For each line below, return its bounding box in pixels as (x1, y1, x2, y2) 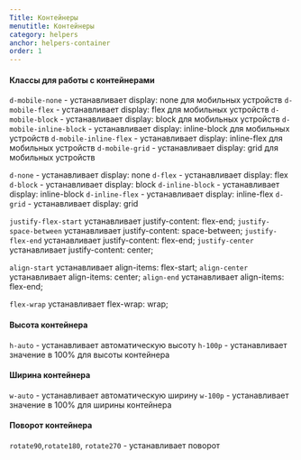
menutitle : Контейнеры (9, 22, 95, 31)
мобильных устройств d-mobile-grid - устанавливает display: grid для (9, 143, 279, 153)
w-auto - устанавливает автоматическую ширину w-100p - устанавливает (9, 390, 290, 400)
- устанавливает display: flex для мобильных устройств (55, 105, 269, 115)
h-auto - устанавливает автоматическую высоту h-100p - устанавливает (9, 339, 287, 350)
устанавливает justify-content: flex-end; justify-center (43, 235, 254, 246)
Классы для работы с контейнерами (9, 74, 155, 86)
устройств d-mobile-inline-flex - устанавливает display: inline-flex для (9, 133, 283, 144)
